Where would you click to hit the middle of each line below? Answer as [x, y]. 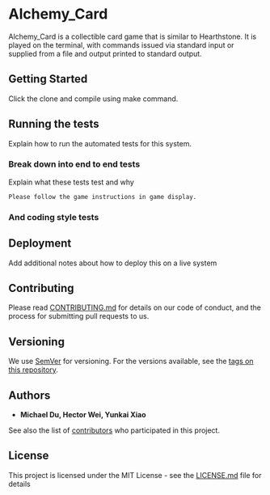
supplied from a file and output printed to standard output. [105, 53]
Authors [30, 395]
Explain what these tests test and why [72, 182]
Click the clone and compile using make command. [93, 99]
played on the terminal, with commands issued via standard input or [121, 44]
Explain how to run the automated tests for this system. [100, 143]
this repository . [34, 370]
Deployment [40, 243]
